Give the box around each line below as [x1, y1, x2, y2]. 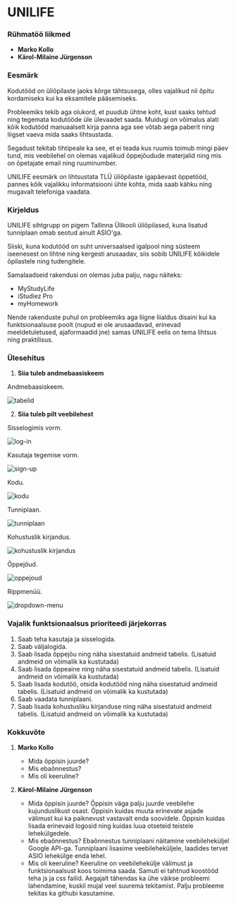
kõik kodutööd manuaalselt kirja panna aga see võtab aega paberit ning [7, 123, 215, 131]
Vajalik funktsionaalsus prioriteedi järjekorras [7, 619, 167, 629]
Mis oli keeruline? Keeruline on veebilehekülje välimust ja [27, 859, 193, 867]
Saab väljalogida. [17, 642, 68, 650]
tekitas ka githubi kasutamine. [27, 888, 115, 897]
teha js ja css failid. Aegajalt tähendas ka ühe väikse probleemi [27, 874, 210, 882]
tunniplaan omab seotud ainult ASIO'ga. [7, 228, 123, 237]
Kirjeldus [7, 205, 39, 215]
